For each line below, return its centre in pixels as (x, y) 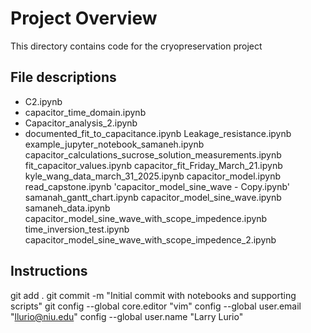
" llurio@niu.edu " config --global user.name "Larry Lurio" (127, 316)
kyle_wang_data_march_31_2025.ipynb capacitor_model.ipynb (152, 176)
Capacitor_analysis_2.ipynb (81, 123)
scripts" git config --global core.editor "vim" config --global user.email (156, 306)
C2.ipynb (43, 101)
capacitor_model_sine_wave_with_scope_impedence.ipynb (146, 218)
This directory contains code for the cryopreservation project (136, 46)
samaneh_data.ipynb (67, 208)
